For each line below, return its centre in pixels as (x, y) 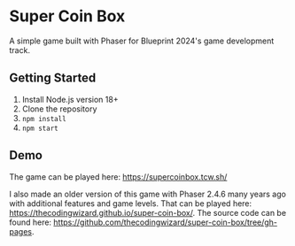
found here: (30, 222)
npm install (44, 119)
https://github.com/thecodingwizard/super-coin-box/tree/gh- (165, 222)
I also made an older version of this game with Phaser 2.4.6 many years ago (147, 194)
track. (20, 50)
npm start (40, 128)
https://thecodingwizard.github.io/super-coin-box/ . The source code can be (147, 212)
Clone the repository (59, 109)
